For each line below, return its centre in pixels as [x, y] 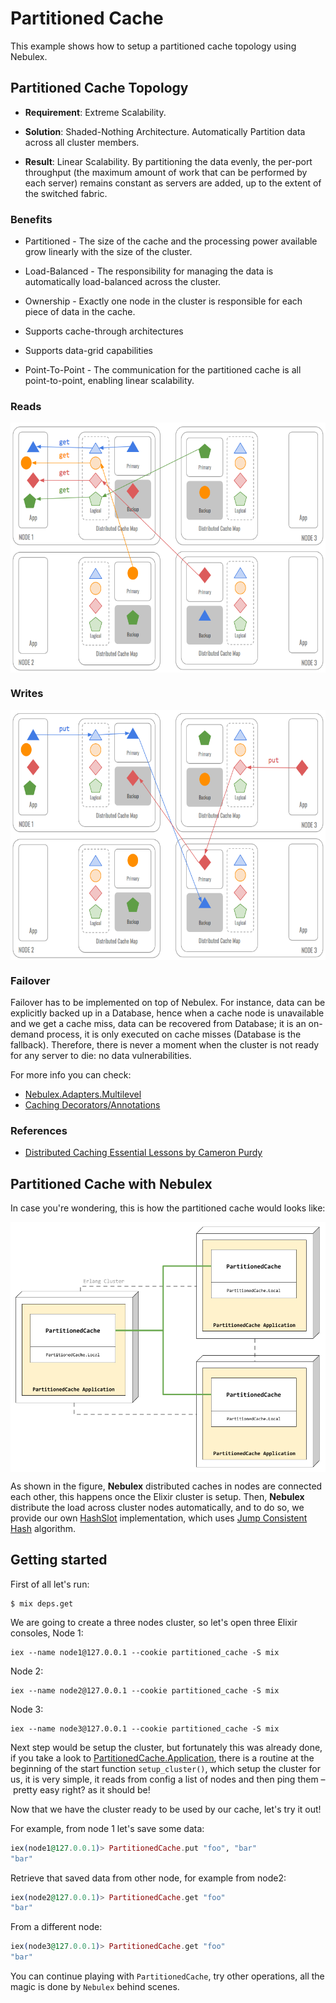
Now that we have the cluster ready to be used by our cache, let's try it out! [166, 1809]
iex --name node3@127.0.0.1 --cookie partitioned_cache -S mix [145, 1728]
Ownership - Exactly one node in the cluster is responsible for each [163, 301]
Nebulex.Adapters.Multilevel [83, 1094]
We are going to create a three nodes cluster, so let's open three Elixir [154, 1622]
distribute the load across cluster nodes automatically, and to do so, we [157, 1508]
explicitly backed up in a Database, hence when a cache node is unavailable [167, 1013]
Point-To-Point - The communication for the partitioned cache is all [163, 370]
